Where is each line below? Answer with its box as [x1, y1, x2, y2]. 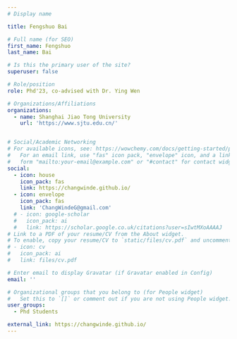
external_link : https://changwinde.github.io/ [7, 321, 147, 328]
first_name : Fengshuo [7, 42, 71, 49]
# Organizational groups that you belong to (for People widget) [7, 288, 203, 296]
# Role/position [7, 81, 55, 88]
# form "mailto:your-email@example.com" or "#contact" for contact [7, 158, 217, 166]
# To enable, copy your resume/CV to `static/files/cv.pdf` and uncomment [7, 237, 232, 244]
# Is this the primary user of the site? [7, 61, 131, 69]
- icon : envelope [13, 191, 65, 198]
